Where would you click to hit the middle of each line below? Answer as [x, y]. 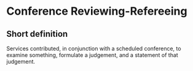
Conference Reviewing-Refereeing [97, 11]
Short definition [37, 34]
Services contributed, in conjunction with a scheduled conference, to [94, 48]
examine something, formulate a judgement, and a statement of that [92, 55]
